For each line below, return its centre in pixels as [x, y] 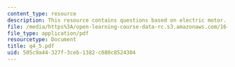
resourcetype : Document [42, 40]
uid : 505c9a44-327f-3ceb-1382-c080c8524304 [72, 53]
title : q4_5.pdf [31, 46]
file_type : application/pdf [48, 33]
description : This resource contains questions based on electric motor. [117, 20]
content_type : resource [42, 14]
